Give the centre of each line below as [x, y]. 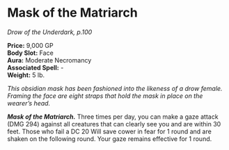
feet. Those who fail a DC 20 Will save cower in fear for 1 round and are [110, 131]
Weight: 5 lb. [26, 75]
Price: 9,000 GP [30, 45]
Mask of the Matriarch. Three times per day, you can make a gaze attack [113, 117]
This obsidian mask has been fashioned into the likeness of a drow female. [115, 88]
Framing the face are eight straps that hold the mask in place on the [105, 96]
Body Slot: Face [30, 53]
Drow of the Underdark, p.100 [50, 32]
